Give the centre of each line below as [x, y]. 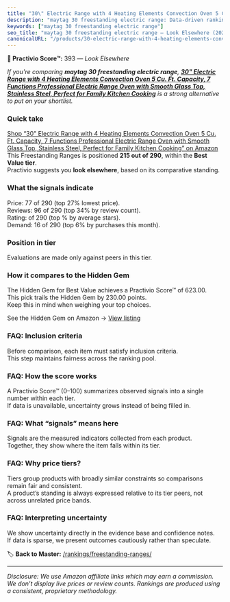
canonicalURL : [27, 39]
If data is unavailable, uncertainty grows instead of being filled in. [99, 405]
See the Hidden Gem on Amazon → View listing [74, 318]
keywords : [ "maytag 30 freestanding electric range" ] [86, 26]
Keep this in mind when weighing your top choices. [79, 305]
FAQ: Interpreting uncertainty [57, 518]
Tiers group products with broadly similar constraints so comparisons [105, 478]
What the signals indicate [50, 188]
